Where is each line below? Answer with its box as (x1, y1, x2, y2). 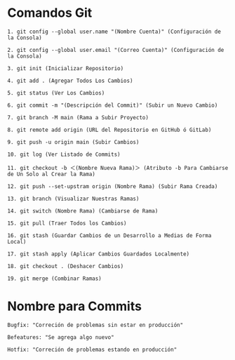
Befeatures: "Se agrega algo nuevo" (7, 333, 114, 341)
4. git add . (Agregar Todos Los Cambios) (7, 77, 133, 84)
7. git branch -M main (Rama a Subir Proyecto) (7, 114, 149, 121)
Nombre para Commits (7, 298, 142, 314)
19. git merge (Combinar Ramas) (7, 275, 102, 282)
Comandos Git (7, 5, 93, 21)
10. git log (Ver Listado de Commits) (7, 151, 121, 158)
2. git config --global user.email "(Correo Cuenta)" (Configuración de (7, 46, 224, 53)
